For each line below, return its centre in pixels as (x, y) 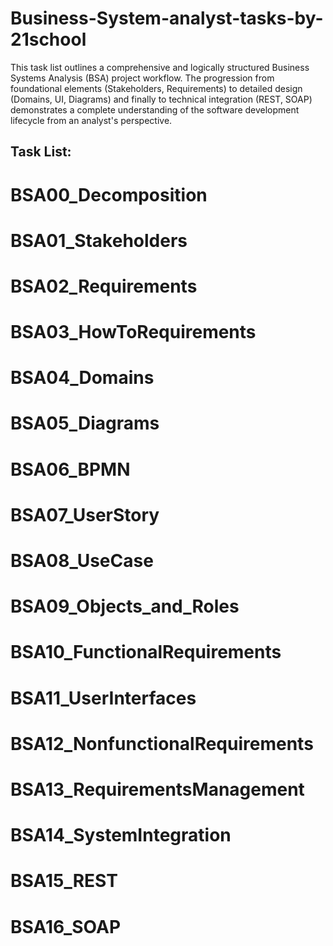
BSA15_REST (64, 881)
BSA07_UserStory (85, 514)
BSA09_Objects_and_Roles (125, 606)
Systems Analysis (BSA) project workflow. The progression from (142, 78)
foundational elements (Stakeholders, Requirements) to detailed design (156, 88)
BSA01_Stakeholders (99, 240)
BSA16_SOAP (66, 926)
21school (48, 39)
